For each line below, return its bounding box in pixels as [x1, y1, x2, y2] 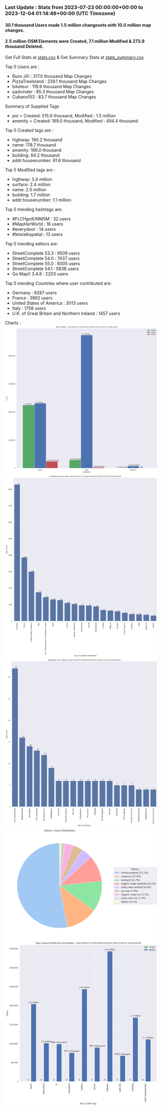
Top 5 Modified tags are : [5, 167, 55, 173]
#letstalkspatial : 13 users [12, 231, 63, 237]
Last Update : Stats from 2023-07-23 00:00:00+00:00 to [5, 4, 144, 11]
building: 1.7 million [12, 192, 50, 198]
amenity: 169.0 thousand [12, 147, 62, 153]
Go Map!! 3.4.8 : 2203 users [12, 271, 68, 276]
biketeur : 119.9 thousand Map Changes [12, 83, 91, 89]
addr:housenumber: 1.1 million [12, 197, 72, 203]
